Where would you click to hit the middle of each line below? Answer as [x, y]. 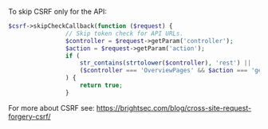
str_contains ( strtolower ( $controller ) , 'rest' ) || [165, 63]
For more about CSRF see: [51, 107]
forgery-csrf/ [30, 116]
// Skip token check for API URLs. [124, 33]
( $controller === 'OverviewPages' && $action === [164, 71]
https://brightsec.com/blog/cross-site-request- [174, 107]
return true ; [101, 85]
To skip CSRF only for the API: [58, 12]
